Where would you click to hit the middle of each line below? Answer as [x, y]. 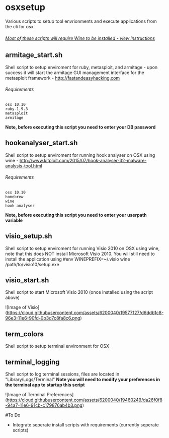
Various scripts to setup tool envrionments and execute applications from [81, 21]
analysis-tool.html [24, 166]
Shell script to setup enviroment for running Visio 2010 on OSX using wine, [82, 248]
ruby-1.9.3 [17, 109]
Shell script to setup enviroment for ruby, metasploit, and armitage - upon [81, 67]
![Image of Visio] [22, 307]
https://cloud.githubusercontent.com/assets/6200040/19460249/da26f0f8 [84, 400]
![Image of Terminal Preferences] [39, 395]
